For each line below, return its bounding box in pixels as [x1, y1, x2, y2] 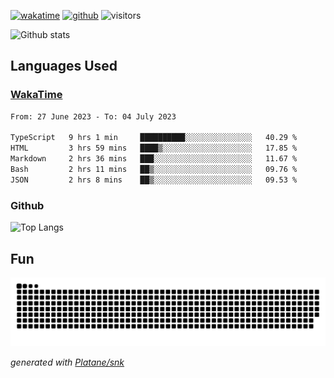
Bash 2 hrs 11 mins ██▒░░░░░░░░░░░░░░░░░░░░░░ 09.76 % [10, 165, 298, 175]
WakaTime [10, 88, 63, 102]
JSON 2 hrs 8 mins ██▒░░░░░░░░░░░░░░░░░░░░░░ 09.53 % [10, 175, 298, 185]
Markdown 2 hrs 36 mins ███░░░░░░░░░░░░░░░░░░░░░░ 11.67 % [10, 154, 298, 164]
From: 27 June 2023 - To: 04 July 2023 [10, 111, 177, 122]
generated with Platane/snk [10, 356, 125, 368]
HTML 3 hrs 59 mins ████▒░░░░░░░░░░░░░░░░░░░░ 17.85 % [10, 143, 298, 154]
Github [10, 198, 45, 212]
